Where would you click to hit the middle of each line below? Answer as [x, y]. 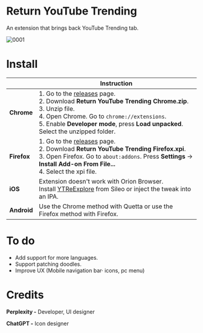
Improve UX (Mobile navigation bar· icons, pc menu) [80, 270]
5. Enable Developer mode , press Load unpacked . [111, 124]
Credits [25, 295]
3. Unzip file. [57, 108]
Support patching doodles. [48, 264]
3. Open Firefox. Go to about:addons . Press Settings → [116, 156]
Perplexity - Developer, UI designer [50, 312]
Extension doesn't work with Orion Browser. [101, 181]
